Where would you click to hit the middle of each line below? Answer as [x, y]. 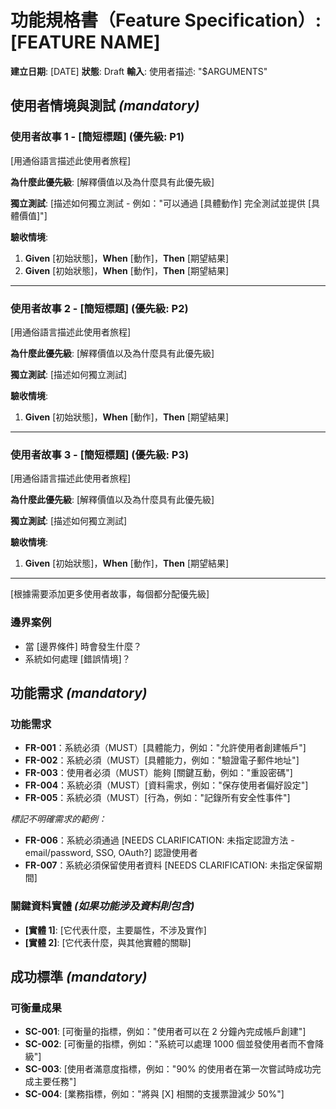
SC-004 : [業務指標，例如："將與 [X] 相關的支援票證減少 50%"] [154, 1094]
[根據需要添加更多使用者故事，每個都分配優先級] [110, 594]
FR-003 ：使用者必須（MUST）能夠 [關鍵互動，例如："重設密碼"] [158, 773]
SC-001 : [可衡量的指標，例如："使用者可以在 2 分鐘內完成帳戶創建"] [165, 1032]
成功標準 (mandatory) [79, 976]
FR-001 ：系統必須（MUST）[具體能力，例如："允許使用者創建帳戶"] [165, 748]
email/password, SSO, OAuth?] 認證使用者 [111, 853]
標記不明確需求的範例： [58, 819]
